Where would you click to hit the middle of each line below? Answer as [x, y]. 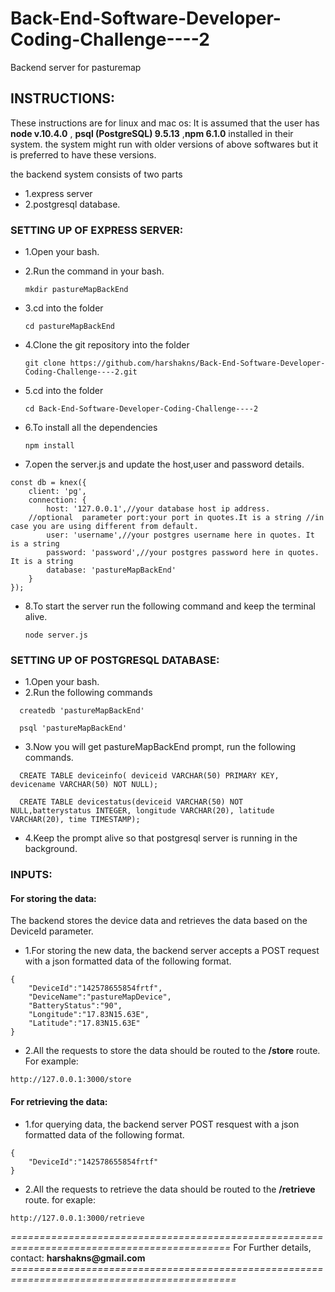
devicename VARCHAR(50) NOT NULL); [84, 785]
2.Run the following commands [88, 693]
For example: [51, 1061]
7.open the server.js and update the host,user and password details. [164, 464]
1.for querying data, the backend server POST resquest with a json [162, 1124]
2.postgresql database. [72, 204]
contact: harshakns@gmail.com [78, 1258]
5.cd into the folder [64, 391]
